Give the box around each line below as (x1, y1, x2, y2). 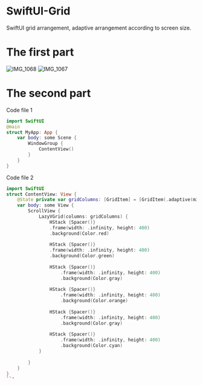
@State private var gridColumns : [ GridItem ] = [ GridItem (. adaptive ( (17, 197, 193, 203)
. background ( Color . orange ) (60, 297, 129, 304)
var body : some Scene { (17, 135, 77, 141)
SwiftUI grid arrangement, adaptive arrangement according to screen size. (6, 24, 192, 31)
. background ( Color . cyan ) (60, 343, 123, 349)
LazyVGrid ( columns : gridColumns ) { (38, 214, 129, 220)
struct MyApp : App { (6, 129, 59, 135)
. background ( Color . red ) (49, 231, 110, 237)
